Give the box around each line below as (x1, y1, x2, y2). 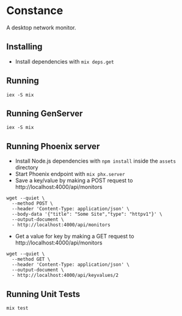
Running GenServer (6, 108, 83, 119)
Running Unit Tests (6, 288, 81, 299)
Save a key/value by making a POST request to (15, 177, 133, 184)
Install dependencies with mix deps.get (15, 57, 114, 65)
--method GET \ (12, 256, 51, 263)
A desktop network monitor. (6, 24, 76, 31)
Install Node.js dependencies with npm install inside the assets (15, 157, 176, 165)
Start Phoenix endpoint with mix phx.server (15, 171, 125, 178)
